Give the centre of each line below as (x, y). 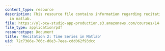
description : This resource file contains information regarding (73, 14)
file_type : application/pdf (34, 28)
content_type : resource (29, 9)
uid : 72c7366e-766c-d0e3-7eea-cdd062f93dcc (50, 41)
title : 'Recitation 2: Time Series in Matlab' (54, 37)
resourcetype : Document (29, 32)
